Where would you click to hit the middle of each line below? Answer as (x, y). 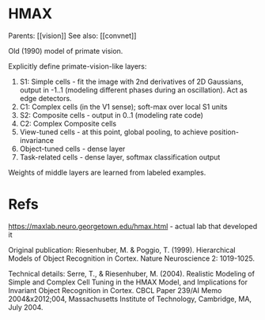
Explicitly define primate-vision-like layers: (78, 66)
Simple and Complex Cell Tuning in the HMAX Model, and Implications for (128, 282)
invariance (37, 140)
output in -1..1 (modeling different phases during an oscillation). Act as (133, 90)
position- (224, 132)
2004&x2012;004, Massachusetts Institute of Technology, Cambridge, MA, (130, 299)
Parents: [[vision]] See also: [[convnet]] (72, 36)
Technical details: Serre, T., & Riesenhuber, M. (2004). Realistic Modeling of (132, 273)
